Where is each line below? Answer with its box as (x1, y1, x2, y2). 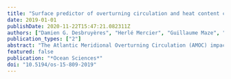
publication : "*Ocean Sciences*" (7, 55, 103, 62)
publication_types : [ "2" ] (7, 36, 81, 43)
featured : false (7, 49, 54, 56)
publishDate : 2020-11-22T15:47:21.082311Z (7, 23, 131, 30)
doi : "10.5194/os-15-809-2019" (7, 61, 97, 68)
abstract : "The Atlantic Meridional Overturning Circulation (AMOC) (7, 42, 208, 49)
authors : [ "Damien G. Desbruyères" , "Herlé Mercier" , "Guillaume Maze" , (7, 29, 220, 36)
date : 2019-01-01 (7, 16, 57, 23)
